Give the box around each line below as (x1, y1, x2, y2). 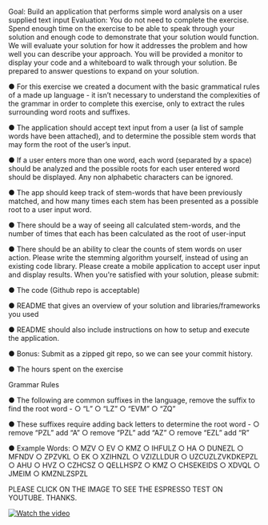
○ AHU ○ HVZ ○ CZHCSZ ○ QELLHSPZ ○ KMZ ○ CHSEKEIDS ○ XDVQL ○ (8, 460, 260, 470)
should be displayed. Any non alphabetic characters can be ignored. (8, 172, 234, 182)
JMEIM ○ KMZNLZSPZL (8, 469, 88, 479)
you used (8, 310, 39, 319)
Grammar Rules (8, 380, 60, 389)
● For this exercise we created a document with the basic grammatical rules (8, 82, 260, 91)
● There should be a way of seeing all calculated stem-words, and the (8, 220, 241, 230)
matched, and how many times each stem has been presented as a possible (8, 196, 258, 206)
